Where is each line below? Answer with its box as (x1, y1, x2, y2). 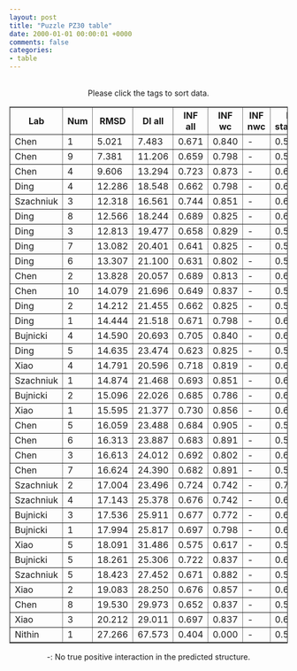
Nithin (14, 629, 40, 640)
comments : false (9, 37, 69, 47)
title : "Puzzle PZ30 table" (9, 21, 113, 30)
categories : (9, 46, 53, 55)
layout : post (9, 12, 57, 22)
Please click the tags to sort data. (88, 88, 209, 98)
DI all (142, 115, 164, 127)
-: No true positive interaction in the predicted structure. (47, 652, 250, 662)
